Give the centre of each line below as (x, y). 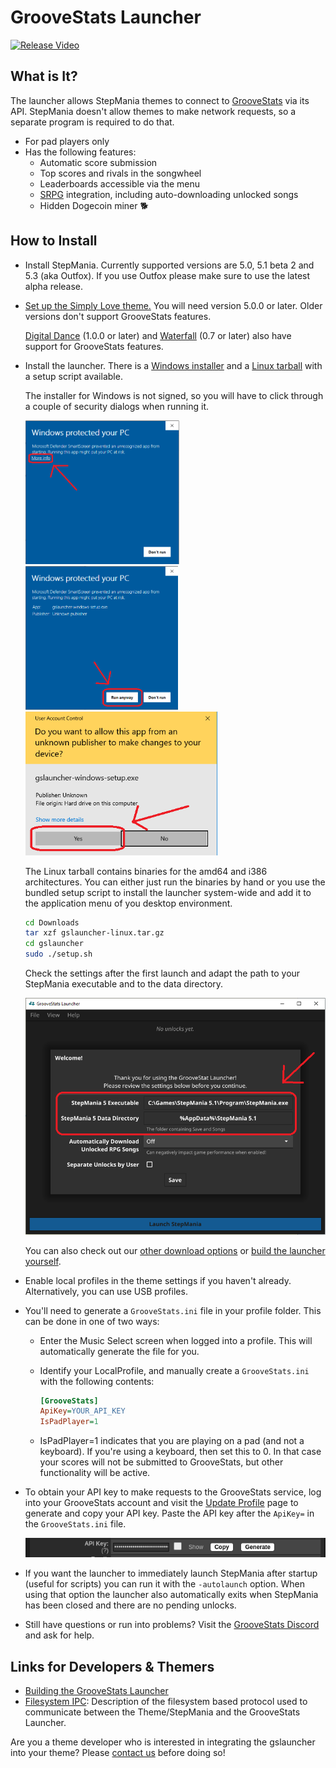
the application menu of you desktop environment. (128, 903)
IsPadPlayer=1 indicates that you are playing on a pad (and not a (172, 1441)
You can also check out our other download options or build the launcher (175, 1250)
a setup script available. (73, 376)
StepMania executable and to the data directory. (124, 984)
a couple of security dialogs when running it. (117, 406)
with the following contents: (97, 1381)
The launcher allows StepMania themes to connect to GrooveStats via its (160, 100)
